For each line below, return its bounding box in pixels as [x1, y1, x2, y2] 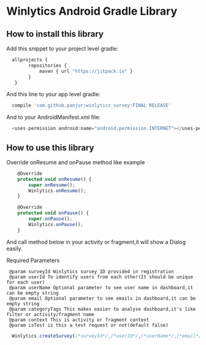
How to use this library [6, 142, 94, 153]
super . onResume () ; [28, 182, 75, 188]
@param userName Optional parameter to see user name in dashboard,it [9, 284, 193, 290]
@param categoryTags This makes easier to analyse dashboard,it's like [9, 306, 196, 312]
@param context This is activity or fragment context [9, 317, 150, 323]
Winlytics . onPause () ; [28, 221, 84, 227]
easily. [6, 245, 23, 252]
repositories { [28, 63, 67, 69]
